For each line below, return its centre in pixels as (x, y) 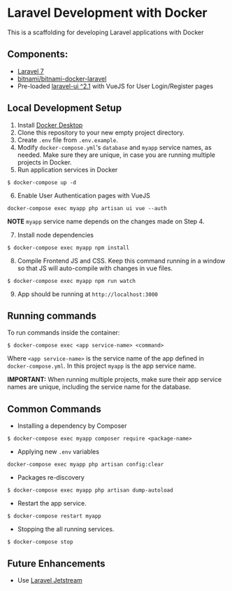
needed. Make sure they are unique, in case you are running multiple (116, 155)
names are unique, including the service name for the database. (99, 387)
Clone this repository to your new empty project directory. (101, 132)
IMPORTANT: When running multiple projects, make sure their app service (115, 380)
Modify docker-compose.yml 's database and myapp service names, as (114, 147)
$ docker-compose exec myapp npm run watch (72, 281)
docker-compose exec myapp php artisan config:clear (86, 465)
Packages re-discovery (51, 478)
